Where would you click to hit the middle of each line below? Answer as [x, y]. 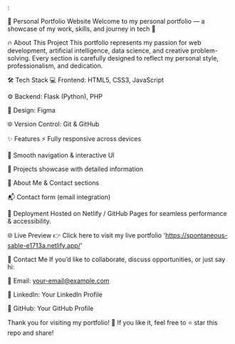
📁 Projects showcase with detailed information [75, 169]
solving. [19, 58]
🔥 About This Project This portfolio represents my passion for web [104, 42]
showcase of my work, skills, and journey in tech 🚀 [82, 29]
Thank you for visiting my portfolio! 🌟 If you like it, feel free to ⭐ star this [113, 323]
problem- [204, 51]
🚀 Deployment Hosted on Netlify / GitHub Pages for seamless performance [117, 213]
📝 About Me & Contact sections [53, 183]
